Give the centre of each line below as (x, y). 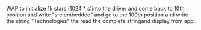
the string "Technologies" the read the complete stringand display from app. (101, 21)
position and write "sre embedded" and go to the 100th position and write (97, 15)
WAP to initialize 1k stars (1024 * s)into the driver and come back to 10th (95, 9)
